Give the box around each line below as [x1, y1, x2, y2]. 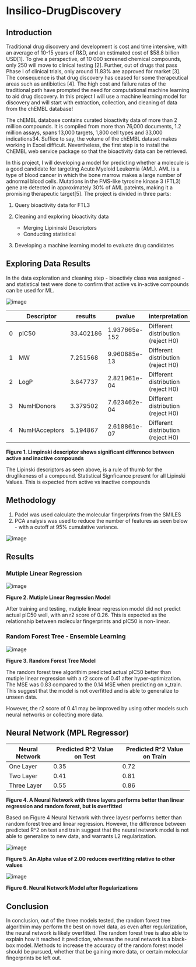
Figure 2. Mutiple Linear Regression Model [6, 594, 111, 601]
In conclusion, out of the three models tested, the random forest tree [6, 917, 171, 924]
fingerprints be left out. [6, 954, 62, 962]
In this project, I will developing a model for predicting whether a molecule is [6, 159, 190, 166]
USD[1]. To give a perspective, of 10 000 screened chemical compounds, [6, 56, 182, 62]
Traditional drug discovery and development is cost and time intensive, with [6, 43, 188, 50]
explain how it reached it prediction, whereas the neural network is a [6, 936, 171, 943]
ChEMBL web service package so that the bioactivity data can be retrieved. [6, 148, 188, 155]
